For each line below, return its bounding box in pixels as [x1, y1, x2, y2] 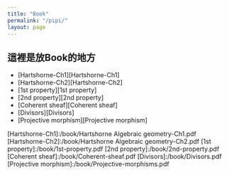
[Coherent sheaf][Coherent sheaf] [17, 101, 118, 110]
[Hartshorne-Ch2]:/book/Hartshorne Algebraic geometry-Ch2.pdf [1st [7, 137, 211, 146]
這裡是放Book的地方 [7, 51, 96, 64]
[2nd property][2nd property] [17, 94, 104, 102]
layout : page [7, 23, 46, 30]
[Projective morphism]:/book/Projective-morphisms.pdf [7, 160, 169, 169]
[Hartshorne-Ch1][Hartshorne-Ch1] [17, 71, 120, 79]
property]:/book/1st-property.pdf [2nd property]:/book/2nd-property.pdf [7, 145, 220, 153]
